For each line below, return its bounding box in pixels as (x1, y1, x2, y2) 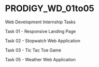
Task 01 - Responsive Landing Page (5, 28, 76, 34)
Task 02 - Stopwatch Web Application (5, 37, 81, 44)
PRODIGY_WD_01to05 (5, 3, 95, 14)
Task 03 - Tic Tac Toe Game (5, 47, 62, 53)
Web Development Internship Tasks (5, 19, 76, 25)
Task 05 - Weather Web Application (5, 56, 76, 62)
